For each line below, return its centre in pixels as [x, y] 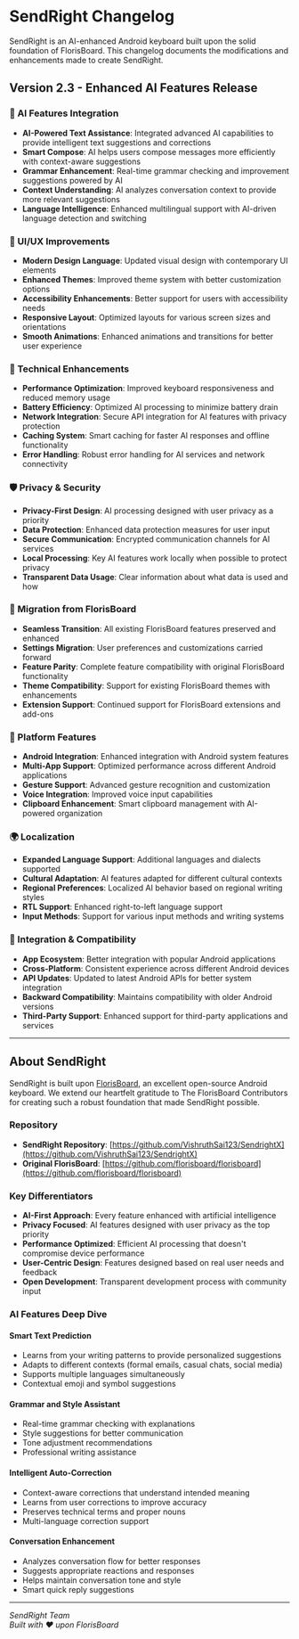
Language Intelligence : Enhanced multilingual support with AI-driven [149, 209]
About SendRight [58, 1062]
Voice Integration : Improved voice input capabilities [117, 794]
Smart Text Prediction [50, 1335]
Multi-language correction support [85, 1520]
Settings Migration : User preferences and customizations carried [142, 647]
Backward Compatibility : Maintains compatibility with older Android [147, 996]
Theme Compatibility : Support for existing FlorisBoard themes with [146, 685]
